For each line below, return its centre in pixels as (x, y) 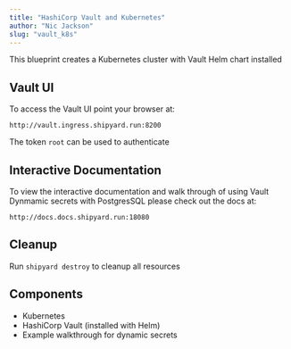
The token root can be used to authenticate (89, 142)
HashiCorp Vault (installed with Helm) (91, 325)
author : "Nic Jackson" (51, 26)
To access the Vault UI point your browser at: (92, 109)
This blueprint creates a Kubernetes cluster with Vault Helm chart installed (146, 60)
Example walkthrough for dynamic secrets (100, 335)
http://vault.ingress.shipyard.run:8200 (86, 126)
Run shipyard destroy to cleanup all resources (95, 266)
